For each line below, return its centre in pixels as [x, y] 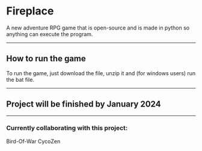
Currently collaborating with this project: [67, 128]
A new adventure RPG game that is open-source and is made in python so [98, 28]
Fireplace [30, 11]
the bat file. [20, 79]
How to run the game [46, 59]
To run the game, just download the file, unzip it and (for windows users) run [101, 73]
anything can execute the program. [50, 34]
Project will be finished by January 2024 [84, 104]
